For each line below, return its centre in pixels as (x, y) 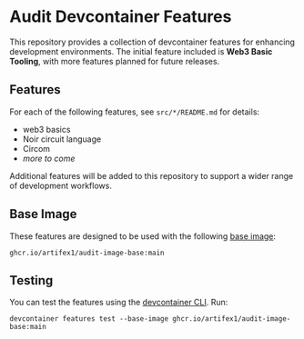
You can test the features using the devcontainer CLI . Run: (119, 303)
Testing (31, 280)
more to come (49, 158)
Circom (36, 148)
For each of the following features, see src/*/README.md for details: (135, 112)
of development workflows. (61, 185)
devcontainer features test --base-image (89, 319)
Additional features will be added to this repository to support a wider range (152, 175)
